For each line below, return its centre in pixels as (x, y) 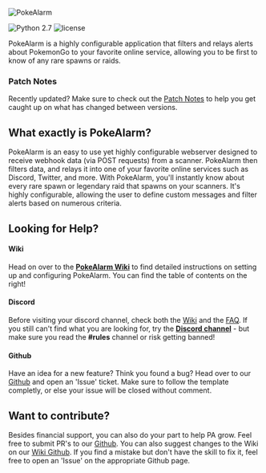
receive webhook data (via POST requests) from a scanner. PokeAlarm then (133, 161)
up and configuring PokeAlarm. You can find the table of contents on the (128, 275)
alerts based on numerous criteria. (65, 203)
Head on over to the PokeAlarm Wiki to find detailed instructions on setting (133, 267)
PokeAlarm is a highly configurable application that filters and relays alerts (131, 43)
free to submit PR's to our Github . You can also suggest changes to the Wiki (133, 443)
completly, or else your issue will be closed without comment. (110, 390)
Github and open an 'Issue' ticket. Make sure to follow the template (119, 382)
